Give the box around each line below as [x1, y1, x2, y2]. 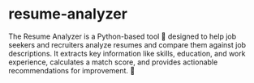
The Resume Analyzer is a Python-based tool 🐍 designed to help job [8, 31, 237, 41]
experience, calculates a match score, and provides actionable [8, 57, 218, 67]
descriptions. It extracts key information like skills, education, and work [8, 48, 246, 58]
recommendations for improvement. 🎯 [8, 65, 136, 75]
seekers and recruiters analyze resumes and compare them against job [8, 39, 246, 49]
